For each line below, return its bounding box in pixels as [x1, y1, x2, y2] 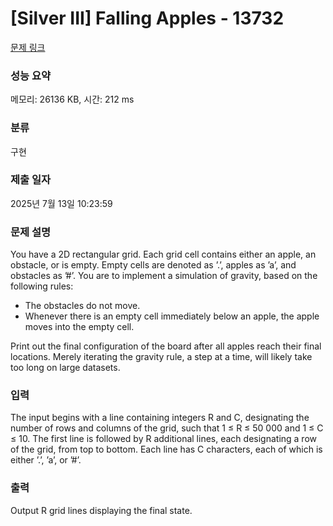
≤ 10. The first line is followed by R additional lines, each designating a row [10, 433, 317, 445]
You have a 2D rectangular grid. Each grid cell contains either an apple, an [10, 248, 317, 261]
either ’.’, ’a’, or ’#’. [10, 454, 82, 466]
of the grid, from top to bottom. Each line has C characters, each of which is [10, 443, 323, 456]
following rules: [10, 280, 74, 292]
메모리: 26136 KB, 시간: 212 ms [10, 93, 135, 106]
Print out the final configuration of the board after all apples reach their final [10, 340, 322, 352]
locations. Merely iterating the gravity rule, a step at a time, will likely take [10, 351, 313, 363]
